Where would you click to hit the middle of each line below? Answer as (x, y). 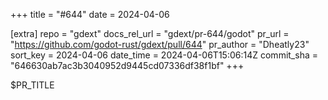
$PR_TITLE (32, 85)
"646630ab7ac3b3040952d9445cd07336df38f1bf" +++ (127, 65)
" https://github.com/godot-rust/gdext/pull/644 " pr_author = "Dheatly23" (160, 44)
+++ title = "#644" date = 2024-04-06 (90, 14)
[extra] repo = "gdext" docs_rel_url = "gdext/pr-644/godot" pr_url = (150, 33)
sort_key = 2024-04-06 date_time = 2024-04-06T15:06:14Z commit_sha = (164, 55)
